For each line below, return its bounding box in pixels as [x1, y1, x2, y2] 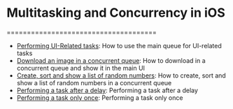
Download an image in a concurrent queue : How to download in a [16, 56, 206, 64]
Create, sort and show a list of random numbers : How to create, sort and [16, 71, 227, 80]
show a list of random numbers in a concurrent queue [16, 78, 172, 87]
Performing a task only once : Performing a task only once [16, 93, 183, 102]
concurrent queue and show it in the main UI [16, 64, 145, 72]
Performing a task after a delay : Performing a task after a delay [16, 86, 199, 94]
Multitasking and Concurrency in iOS [6, 5, 225, 21]
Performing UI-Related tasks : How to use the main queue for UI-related [16, 41, 222, 50]
